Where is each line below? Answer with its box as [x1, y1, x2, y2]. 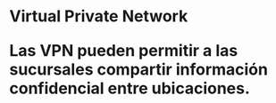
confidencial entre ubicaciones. [9, 78, 250, 99]
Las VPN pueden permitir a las [9, 41, 238, 61]
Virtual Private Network [9, 6, 188, 27]
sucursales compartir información [9, 59, 268, 80]
